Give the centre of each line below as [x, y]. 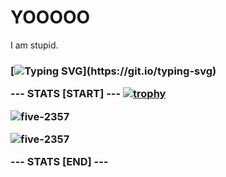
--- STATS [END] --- [59, 162]
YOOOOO [50, 17]
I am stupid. [34, 45]
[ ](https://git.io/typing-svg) [113, 71]
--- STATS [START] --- [66, 94]
